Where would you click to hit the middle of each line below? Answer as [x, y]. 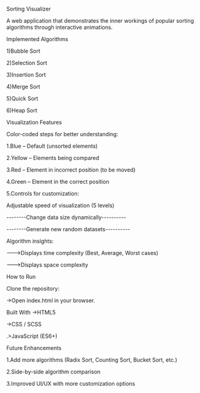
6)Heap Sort [22, 110]
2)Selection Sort [27, 63]
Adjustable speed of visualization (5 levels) [61, 205]
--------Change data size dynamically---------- [66, 217]
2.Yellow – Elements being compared [53, 158]
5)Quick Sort [22, 98]
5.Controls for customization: [43, 193]
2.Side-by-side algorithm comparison [54, 372]
